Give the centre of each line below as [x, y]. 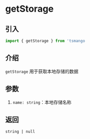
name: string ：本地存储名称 [42, 102]
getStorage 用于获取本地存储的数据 [42, 71]
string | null [20, 132]
